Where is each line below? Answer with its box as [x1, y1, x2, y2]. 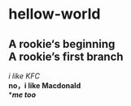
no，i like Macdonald [8, 81, 81, 90]
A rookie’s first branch [8, 49, 124, 63]
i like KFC [8, 71, 41, 81]
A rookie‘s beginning [8, 37, 116, 51]
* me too [8, 90, 37, 100]
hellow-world [8, 5, 101, 23]
